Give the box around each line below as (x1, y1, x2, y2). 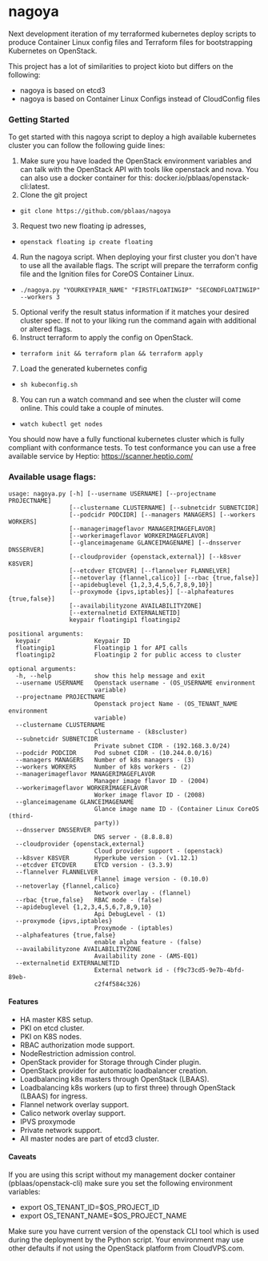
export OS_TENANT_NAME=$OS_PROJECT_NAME (19, 1211, 187, 1220)
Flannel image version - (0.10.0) (94, 875, 210, 883)
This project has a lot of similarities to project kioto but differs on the (8, 61, 234, 70)
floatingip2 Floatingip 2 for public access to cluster (15, 651, 242, 659)
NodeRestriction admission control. (19, 1048, 136, 1058)
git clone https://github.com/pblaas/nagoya (19, 207, 171, 215)
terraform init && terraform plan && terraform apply (19, 350, 203, 358)
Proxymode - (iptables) (94, 924, 174, 932)
